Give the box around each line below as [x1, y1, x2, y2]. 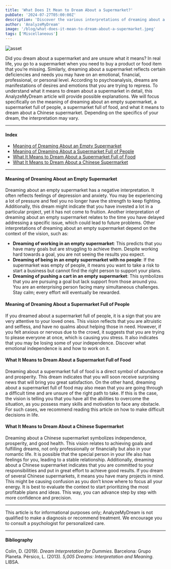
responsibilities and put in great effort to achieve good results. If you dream [5, 468, 163, 474]
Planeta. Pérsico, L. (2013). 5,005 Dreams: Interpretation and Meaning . [5, 554, 154, 560]
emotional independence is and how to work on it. [5, 345, 110, 351]
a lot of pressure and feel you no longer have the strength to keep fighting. [5, 198, 162, 204]
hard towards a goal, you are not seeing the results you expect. [12, 251, 145, 257]
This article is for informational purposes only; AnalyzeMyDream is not [5, 510, 153, 516]
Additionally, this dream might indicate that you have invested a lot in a [5, 203, 153, 210]
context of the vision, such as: [5, 231, 69, 237]
